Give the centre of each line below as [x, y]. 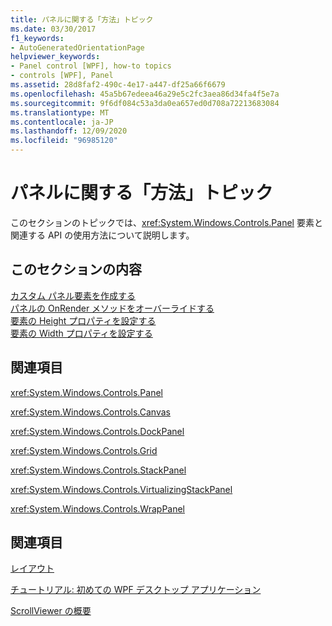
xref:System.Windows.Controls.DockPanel [97, 431]
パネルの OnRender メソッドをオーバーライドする [112, 308]
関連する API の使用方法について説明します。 [102, 235]
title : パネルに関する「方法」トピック [82, 19]
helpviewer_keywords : [55, 57]
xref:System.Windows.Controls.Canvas [90, 412]
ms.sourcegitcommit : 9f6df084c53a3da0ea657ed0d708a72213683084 [145, 103]
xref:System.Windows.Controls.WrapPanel [98, 508]
